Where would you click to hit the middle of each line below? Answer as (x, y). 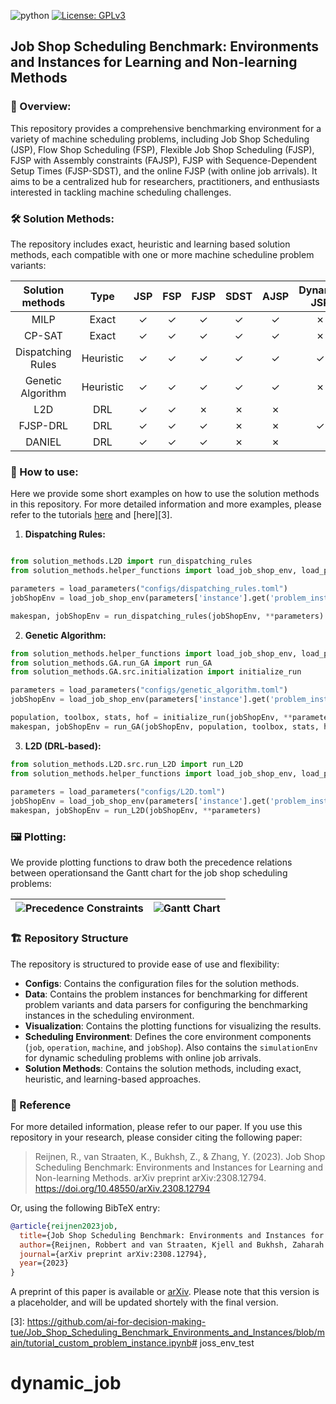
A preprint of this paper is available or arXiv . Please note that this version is (165, 1292)
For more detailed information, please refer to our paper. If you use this (156, 1126)
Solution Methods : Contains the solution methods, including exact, (163, 1068)
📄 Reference (41, 1105)
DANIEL (43, 442)
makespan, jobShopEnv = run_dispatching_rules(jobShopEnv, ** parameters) (167, 616)
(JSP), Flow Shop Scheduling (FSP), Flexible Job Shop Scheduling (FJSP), (162, 149)
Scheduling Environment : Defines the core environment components (168, 1036)
